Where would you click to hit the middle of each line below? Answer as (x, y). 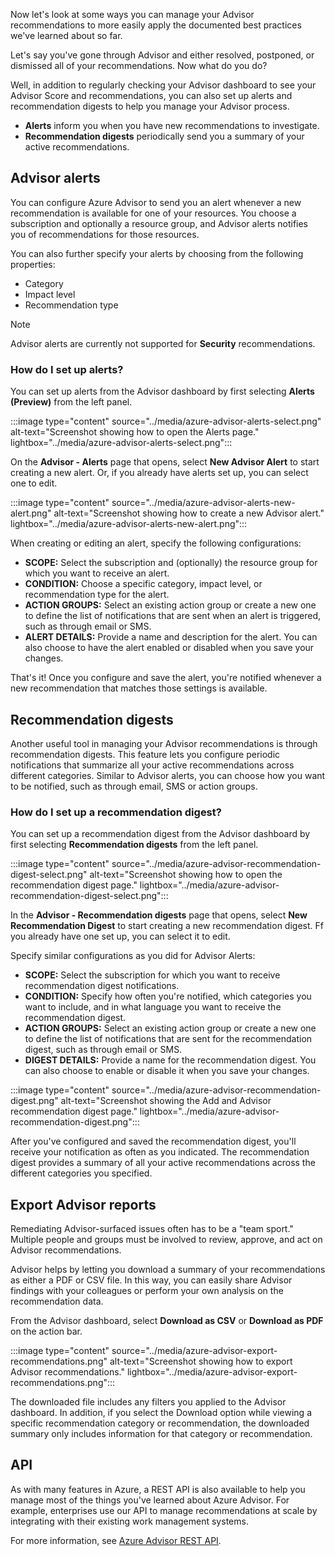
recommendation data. (57, 1301)
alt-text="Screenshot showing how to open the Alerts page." (135, 432)
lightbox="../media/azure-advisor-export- (212, 1372)
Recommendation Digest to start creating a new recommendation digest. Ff (167, 926)
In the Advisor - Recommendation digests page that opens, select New (159, 915)
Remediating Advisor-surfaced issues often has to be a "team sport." (152, 1229)
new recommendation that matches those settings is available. (139, 688)
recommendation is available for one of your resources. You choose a (153, 213)
